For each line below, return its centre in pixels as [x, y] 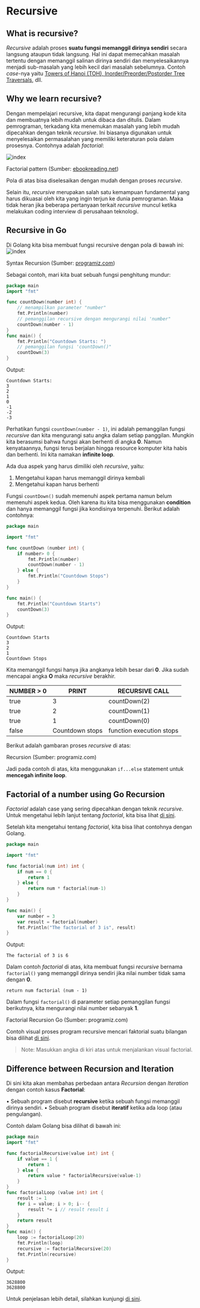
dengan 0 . [19, 980]
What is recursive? [42, 33]
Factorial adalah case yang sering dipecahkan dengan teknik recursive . [95, 809]
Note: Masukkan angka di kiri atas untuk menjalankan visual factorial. [107, 1050]
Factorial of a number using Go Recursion [86, 794]
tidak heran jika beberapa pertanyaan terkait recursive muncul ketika [91, 205]
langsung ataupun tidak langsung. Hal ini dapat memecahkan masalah [93, 54]
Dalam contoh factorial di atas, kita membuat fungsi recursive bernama [94, 967]
